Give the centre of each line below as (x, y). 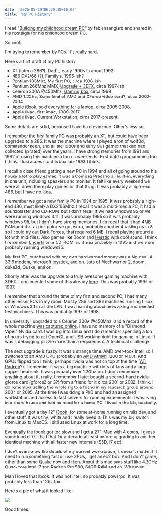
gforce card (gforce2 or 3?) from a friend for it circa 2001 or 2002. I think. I (79, 382)
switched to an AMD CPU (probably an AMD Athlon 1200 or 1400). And (75, 356)
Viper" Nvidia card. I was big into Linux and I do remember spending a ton (79, 331)
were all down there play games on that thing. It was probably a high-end (78, 186)
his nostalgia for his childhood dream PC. (46, 33)
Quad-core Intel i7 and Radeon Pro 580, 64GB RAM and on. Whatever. (75, 467)
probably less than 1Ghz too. (33, 481)
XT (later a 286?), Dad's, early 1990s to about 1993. (63, 70)
